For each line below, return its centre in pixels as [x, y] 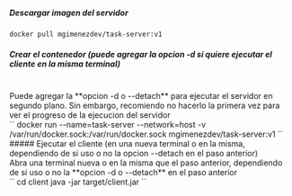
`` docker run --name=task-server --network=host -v [108, 124]
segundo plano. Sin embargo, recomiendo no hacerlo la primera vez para [145, 105]
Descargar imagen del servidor [69, 13]
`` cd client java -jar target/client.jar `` [78, 182]
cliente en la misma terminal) [65, 64]
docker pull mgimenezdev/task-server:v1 [86, 34]
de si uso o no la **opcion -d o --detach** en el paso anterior [124, 172]
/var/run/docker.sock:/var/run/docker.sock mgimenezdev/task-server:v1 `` [146, 134]
